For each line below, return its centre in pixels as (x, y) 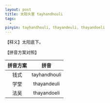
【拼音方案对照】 (22, 52)
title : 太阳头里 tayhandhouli (34, 14)
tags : (10, 18)
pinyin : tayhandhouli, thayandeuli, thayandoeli (55, 28)
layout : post (18, 9)
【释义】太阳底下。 (24, 42)
